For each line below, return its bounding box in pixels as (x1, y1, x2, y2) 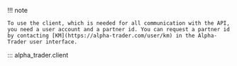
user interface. (29, 38, 78, 45)
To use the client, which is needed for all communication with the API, (7, 20, 231, 27)
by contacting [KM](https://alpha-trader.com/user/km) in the (7, 32, 195, 39)
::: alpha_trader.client (7, 51, 69, 59)
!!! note (7, 6, 28, 14)
